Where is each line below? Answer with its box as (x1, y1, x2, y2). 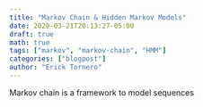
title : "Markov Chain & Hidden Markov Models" (9, 12, 187, 22)
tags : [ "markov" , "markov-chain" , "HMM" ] (9, 46, 167, 55)
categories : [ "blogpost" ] (9, 54, 106, 63)
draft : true (9, 29, 54, 38)
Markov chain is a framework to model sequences (9, 86, 195, 98)
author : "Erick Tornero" (9, 63, 102, 72)
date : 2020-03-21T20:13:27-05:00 (9, 21, 135, 30)
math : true (9, 37, 50, 47)
